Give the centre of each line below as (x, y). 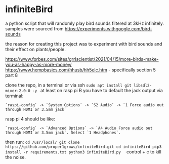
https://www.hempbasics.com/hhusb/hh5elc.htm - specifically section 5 (80, 70)
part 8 (12, 75)
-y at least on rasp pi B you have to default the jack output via (97, 90)
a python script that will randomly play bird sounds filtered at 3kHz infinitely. (85, 23)
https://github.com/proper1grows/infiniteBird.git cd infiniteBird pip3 (83, 147)
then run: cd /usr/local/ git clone (43, 142)
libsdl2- (143, 85)
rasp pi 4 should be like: (30, 119)
